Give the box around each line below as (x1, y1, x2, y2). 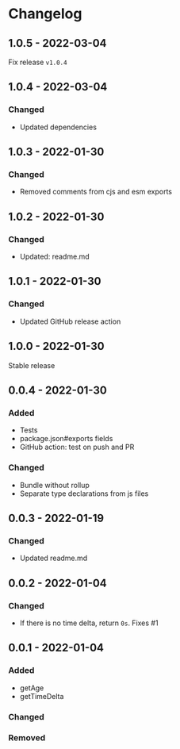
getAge (19, 683, 44, 693)
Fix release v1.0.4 (8, 57, 67, 67)
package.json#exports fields (19, 434, 113, 444)
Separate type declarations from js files (19, 489, 149, 498)
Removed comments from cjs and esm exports (19, 187, 173, 197)
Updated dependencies (19, 122, 98, 132)
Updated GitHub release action (19, 317, 121, 326)
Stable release (8, 360, 56, 370)
